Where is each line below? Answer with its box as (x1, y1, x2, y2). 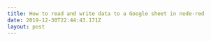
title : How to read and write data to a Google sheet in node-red (7, 10, 205, 17)
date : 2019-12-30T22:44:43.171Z (7, 17, 101, 24)
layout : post (7, 23, 45, 30)
